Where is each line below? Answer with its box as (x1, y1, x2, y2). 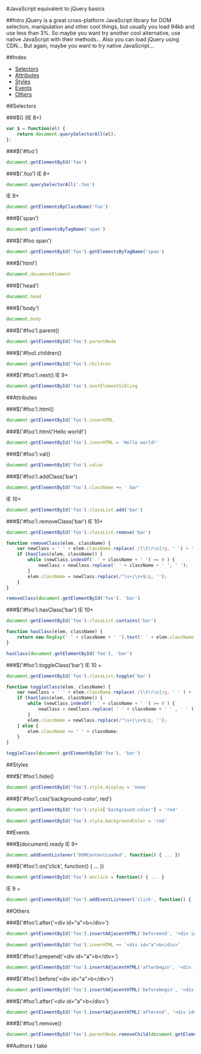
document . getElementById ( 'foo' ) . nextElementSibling (6, 383, 138, 389)
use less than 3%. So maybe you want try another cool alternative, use (6, 29, 181, 37)
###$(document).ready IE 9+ (6, 840, 78, 847)
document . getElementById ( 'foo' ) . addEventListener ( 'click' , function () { (6, 896, 191, 903)
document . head (6, 293, 42, 299)
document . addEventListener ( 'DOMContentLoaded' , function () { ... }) (6, 852, 181, 858)
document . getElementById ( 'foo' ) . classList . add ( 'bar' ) (6, 507, 144, 513)
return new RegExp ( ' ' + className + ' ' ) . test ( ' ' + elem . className (17, 634, 194, 640)
